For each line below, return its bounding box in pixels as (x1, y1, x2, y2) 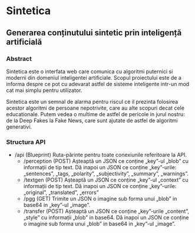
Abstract (6, 54, 32, 63)
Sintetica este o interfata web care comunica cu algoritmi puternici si (6, 68, 173, 75)
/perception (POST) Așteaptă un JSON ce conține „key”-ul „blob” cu (23, 157, 189, 165)
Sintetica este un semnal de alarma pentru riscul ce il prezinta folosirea (6, 98, 179, 105)
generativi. (6, 123, 32, 130)
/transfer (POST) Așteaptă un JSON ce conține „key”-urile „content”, (23, 208, 190, 215)
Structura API (6, 137, 46, 146)
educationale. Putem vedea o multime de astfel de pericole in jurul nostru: (6, 110, 186, 117)
